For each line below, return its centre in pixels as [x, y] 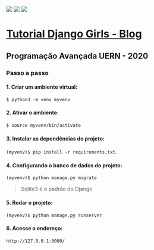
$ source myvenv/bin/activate [44, 125]
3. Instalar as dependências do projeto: [56, 138]
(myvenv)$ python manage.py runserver [54, 215]
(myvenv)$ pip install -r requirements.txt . [62, 152]
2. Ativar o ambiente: [33, 112]
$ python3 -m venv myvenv [38, 99]
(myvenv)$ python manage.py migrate [51, 178]
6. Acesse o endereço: [34, 229]
